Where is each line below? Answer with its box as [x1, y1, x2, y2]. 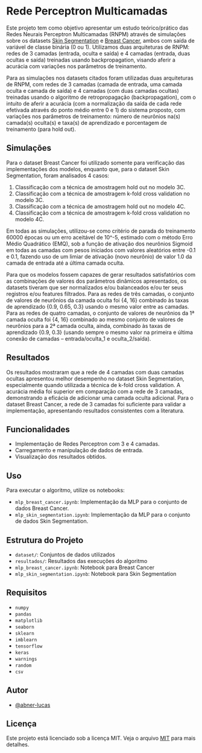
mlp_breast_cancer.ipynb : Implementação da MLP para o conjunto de [14, 499, 188, 506]
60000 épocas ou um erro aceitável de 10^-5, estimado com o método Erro [6, 233, 193, 241]
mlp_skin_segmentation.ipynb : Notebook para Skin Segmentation [14, 570, 177, 577]
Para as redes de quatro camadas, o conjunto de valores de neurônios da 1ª [6, 309, 195, 317]
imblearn [14, 637, 37, 643]
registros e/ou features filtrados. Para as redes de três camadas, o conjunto [6, 290, 195, 297]
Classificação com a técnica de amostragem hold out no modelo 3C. [14, 183, 186, 191]
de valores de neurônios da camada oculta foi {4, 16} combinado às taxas [6, 297, 189, 304]
